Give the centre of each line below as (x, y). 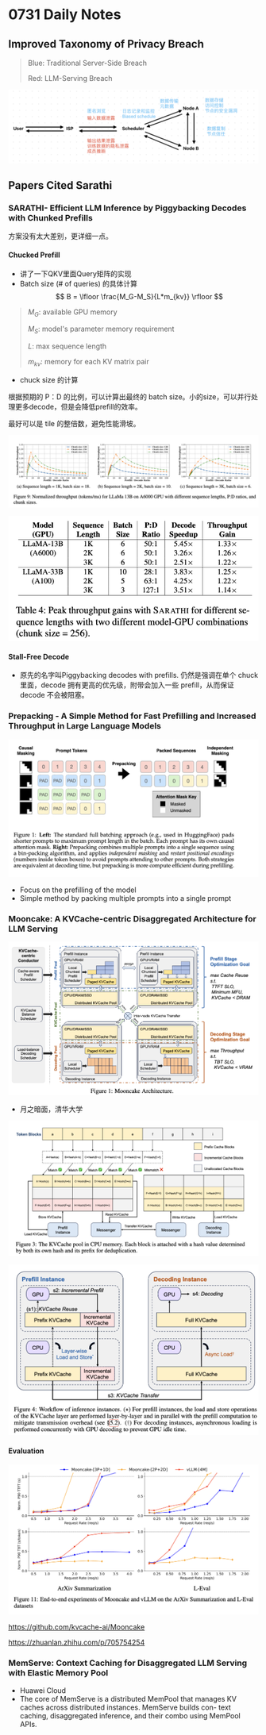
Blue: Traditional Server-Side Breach (87, 63)
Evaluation (26, 1451)
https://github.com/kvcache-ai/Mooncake (77, 1627)
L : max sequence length (67, 346)
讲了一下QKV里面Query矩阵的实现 (76, 273)
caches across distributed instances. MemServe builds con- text (125, 1707)
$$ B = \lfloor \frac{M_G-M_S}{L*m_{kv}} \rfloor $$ (139, 296)
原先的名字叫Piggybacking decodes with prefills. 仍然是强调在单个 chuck (139, 675)
